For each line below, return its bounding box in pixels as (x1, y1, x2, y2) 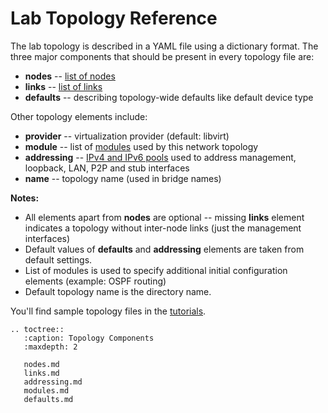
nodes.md (23, 359, 60, 369)
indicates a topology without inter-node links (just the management (24, 222, 302, 234)
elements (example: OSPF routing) (24, 275, 167, 287)
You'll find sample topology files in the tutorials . (10, 305, 207, 317)
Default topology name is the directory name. (24, 285, 212, 297)
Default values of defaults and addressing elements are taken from (24, 243, 305, 255)
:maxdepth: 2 (23, 342, 78, 352)
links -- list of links (24, 80, 103, 92)
